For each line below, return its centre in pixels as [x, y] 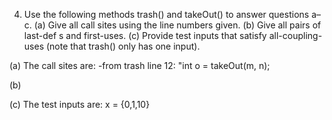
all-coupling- [295, 35]
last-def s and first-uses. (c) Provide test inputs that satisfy [145, 35]
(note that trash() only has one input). [123, 46]
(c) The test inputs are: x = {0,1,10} [80, 104]
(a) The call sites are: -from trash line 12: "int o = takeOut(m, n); [140, 65]
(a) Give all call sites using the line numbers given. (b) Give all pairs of [177, 25]
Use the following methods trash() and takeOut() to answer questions [166, 14]
